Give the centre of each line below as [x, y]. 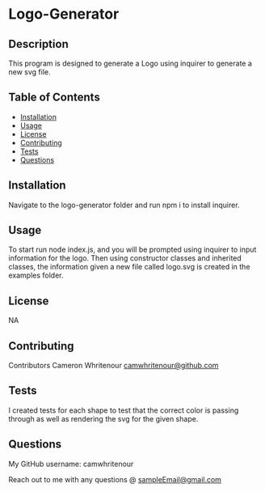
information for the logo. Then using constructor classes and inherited [125, 258]
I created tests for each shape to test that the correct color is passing [124, 410]
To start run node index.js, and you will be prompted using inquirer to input [132, 250]
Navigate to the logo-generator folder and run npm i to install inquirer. [124, 205]
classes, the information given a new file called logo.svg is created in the [129, 267]
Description [38, 44]
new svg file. [29, 72]
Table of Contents [55, 98]
